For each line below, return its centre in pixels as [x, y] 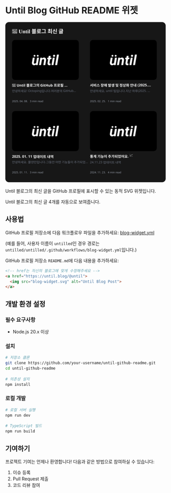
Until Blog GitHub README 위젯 [72, 10]
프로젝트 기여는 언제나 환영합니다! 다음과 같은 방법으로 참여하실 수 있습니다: [80, 461]
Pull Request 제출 [31, 479]
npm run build [20, 432]
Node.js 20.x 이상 [31, 331]
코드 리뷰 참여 [26, 485]
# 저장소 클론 [18, 358]
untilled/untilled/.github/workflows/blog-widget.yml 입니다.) [71, 250]
